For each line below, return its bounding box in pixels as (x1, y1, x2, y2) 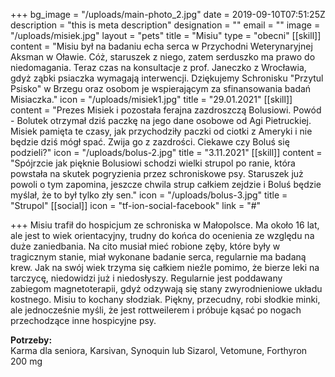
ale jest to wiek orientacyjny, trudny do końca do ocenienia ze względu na (10, 230, 315, 241)
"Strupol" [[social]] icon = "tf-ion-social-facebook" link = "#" (10, 200, 262, 211)
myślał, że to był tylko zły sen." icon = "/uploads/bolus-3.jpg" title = (10, 189, 288, 201)
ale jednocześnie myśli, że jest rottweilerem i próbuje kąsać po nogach (10, 304, 302, 316)
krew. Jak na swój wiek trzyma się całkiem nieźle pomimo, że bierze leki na (10, 262, 320, 273)
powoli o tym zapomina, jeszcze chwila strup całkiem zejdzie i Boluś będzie (10, 179, 322, 190)
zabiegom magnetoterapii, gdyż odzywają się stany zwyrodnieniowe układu (10, 283, 323, 294)
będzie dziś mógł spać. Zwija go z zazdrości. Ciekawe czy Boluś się (10, 136, 290, 148)
